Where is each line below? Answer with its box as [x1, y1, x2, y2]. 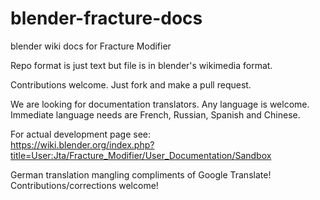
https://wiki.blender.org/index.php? [10, 138, 155, 151]
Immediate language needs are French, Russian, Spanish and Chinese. [10, 108, 301, 121]
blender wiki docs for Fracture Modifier [10, 40, 172, 52]
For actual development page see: [10, 128, 152, 140]
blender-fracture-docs [10, 7, 203, 30]
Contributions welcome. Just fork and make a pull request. [10, 78, 252, 91]
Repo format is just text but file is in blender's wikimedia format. [10, 59, 273, 71]
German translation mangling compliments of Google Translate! [10, 168, 272, 181]
